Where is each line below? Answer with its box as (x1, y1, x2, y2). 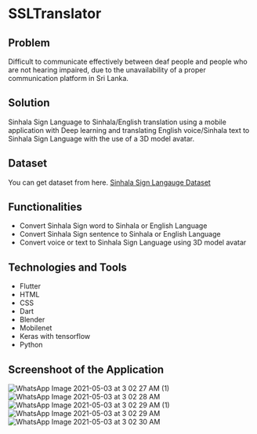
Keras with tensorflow (19, 332, 91, 341)
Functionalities (8, 200, 82, 214)
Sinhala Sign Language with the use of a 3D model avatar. (8, 134, 194, 143)
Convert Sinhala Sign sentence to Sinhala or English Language (19, 230, 221, 239)
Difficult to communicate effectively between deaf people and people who (8, 57, 248, 66)
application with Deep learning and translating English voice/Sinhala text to (8, 125, 250, 134)
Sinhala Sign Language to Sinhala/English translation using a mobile (8, 117, 227, 127)
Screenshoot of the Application (8, 362, 165, 376)
